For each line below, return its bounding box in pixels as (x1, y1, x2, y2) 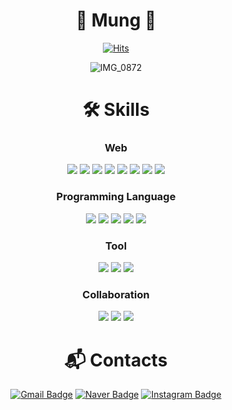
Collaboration (82, 287, 150, 301)
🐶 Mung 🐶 (75, 9, 157, 32)
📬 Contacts (64, 349, 168, 371)
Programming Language (56, 190, 176, 204)
